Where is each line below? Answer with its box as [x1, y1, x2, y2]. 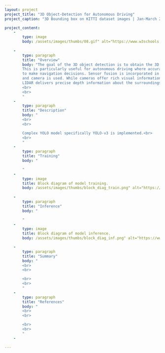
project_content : [4, 25, 40, 30]
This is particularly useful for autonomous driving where [22, 67, 146, 72]
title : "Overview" [22, 57, 60, 62]
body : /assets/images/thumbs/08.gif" [22, 39, 99, 44]
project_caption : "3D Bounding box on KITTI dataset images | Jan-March [4, 16, 157, 21]
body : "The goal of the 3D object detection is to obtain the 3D [22, 62, 160, 67]
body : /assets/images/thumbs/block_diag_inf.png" [22, 235, 126, 241]
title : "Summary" [22, 254, 58, 259]
